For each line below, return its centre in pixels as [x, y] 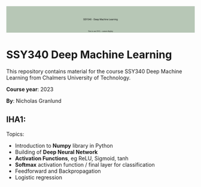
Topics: [15, 134]
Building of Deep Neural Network [56, 152]
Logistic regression [39, 177]
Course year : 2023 [30, 89]
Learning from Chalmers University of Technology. [68, 78]
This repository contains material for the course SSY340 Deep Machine [94, 71]
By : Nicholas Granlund [34, 100]
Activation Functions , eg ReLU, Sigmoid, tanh [71, 158]
